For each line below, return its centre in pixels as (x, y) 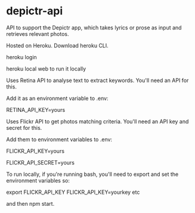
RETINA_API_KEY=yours (36, 109)
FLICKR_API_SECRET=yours (40, 162)
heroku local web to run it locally (46, 69)
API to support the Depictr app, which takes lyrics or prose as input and (94, 28)
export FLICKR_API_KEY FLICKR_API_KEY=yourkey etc (73, 192)
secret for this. (24, 127)
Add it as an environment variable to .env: (57, 98)
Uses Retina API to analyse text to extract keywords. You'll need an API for (97, 80)
